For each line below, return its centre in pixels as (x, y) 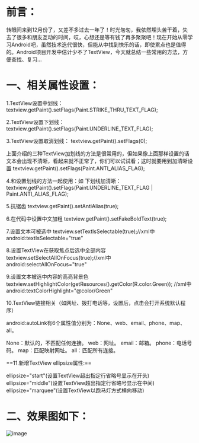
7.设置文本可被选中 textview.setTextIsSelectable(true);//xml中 (81, 231)
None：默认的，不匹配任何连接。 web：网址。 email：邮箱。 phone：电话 (97, 343)
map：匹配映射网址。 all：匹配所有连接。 (68, 350)
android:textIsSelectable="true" (45, 238)
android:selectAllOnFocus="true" (46, 264)
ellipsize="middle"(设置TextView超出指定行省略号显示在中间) (81, 383)
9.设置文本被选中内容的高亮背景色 (47, 276)
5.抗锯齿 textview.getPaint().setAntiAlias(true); (62, 206)
